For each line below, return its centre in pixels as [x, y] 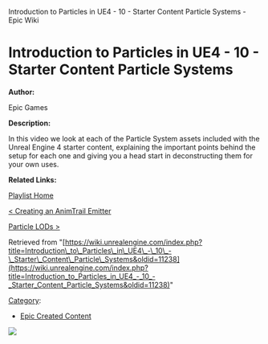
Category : [25, 300]
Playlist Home [31, 195]
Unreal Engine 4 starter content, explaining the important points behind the [132, 147]
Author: [22, 92]
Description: [29, 123]
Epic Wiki [24, 20]
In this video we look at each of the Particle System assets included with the [134, 138]
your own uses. [34, 164]
